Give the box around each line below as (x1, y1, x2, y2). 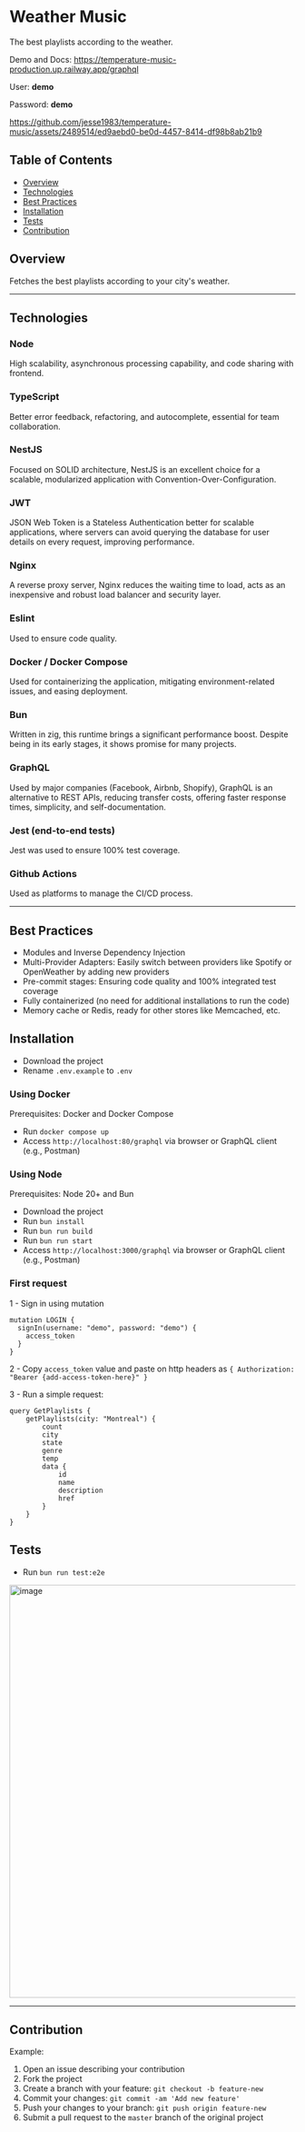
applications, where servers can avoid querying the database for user (9, 527, 270, 538)
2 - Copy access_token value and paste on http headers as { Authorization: (9, 1363, 295, 1374)
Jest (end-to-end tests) (9, 824, 115, 837)
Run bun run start (22, 1235, 93, 1246)
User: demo (9, 81, 54, 92)
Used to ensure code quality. (9, 633, 118, 643)
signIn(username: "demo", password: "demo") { (17, 1323, 197, 1332)
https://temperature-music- (74, 54, 177, 65)
